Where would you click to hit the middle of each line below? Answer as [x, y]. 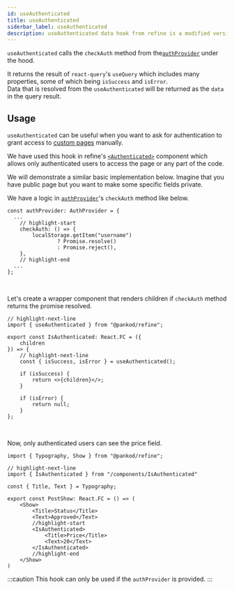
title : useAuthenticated [43, 20]
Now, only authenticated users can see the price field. [85, 443]
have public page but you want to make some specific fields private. [105, 185]
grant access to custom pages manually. [65, 143]
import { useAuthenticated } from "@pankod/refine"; [85, 325]
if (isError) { [42, 398]
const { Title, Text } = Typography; [62, 487]
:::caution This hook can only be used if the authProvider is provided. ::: [110, 579]
